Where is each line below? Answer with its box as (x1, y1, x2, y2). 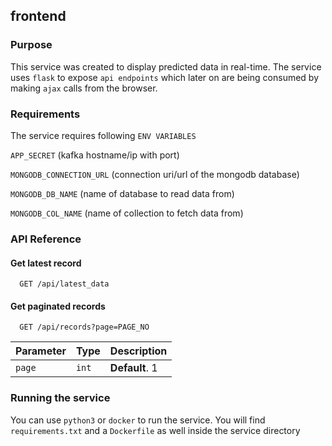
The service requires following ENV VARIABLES (10, 129, 197, 141)
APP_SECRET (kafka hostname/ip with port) (10, 149, 180, 161)
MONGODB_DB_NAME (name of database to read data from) (10, 187, 235, 199)
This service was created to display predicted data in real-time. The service (10, 60, 322, 73)
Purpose (10, 38, 53, 52)
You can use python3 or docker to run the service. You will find (10, 414, 266, 426)
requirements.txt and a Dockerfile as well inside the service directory (10, 424, 301, 436)
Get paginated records (10, 300, 106, 312)
